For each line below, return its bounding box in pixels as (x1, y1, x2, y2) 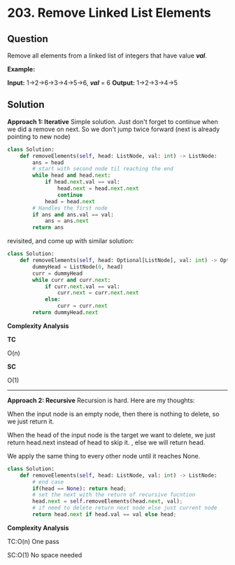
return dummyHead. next (32, 309, 99, 316)
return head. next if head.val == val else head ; (32, 511, 177, 518)
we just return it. (7, 417, 55, 426)
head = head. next (44, 198, 96, 205)
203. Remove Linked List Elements (7, 5, 211, 21)
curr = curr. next (57, 303, 108, 310)
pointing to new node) (7, 132, 71, 141)
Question (7, 33, 48, 45)
